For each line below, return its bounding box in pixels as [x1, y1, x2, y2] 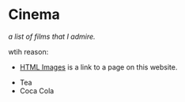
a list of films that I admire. [8, 32, 96, 41]
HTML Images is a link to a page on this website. [19, 62, 178, 72]
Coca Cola [19, 85, 55, 96]
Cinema [8, 6, 61, 24]
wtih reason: [8, 47, 49, 56]
